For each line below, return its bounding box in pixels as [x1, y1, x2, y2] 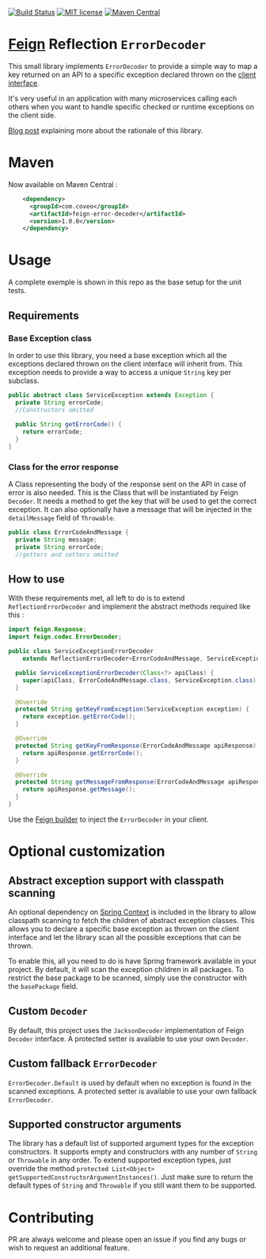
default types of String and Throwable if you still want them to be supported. [8, 1181, 257, 1190]
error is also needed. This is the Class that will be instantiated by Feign [8, 488, 239, 498]
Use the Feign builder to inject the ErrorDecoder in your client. [8, 815, 209, 824]
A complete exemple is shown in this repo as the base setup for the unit [8, 277, 242, 287]
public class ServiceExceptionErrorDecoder [8, 647, 154, 655]
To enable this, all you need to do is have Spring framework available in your [8, 956, 257, 966]
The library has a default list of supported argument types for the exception [8, 1139, 255, 1148]
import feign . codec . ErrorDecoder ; [8, 633, 123, 641]
